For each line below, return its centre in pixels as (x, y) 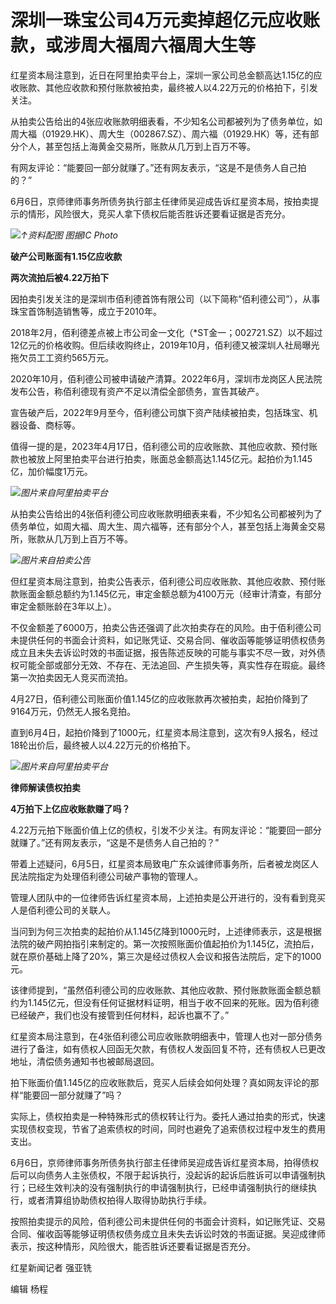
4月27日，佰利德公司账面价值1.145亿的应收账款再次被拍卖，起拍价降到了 (160, 698)
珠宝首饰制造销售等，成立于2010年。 (86, 311)
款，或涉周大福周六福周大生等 (133, 45)
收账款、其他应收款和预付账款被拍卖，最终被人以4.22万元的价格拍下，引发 (164, 87)
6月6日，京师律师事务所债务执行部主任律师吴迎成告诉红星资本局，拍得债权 (165, 1162)
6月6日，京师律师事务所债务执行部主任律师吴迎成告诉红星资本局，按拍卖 (160, 201)
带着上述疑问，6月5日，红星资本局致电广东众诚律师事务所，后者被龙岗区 (160, 863)
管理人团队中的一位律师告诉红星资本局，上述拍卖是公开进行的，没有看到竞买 (168, 897)
